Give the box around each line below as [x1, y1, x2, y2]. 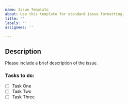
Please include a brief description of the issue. [5, 60, 98, 66]
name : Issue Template [5, 7, 49, 12]
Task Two [12, 89, 32, 94]
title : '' [5, 16, 25, 21]
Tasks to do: [5, 72, 35, 79]
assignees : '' [5, 25, 34, 30]
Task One [12, 83, 32, 89]
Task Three [12, 94, 35, 100]
